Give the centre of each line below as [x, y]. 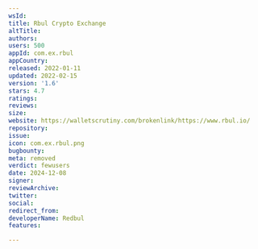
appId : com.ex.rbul [41, 53]
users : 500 [27, 46]
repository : [28, 128]
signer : [21, 181]
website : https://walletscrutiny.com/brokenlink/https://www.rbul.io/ [129, 121]
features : [25, 226]
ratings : [23, 98]
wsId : [17, 16]
